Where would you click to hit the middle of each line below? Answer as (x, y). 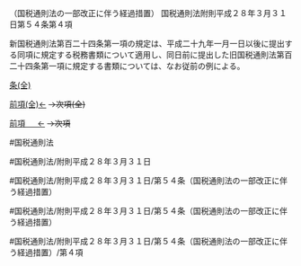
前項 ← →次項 (40, 123)
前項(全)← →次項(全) (48, 104)
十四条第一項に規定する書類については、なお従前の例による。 (131, 66)
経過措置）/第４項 (50, 253)
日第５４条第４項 (41, 24)
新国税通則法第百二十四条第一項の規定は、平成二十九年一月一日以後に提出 (147, 44)
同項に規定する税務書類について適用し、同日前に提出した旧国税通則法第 (150, 55)
